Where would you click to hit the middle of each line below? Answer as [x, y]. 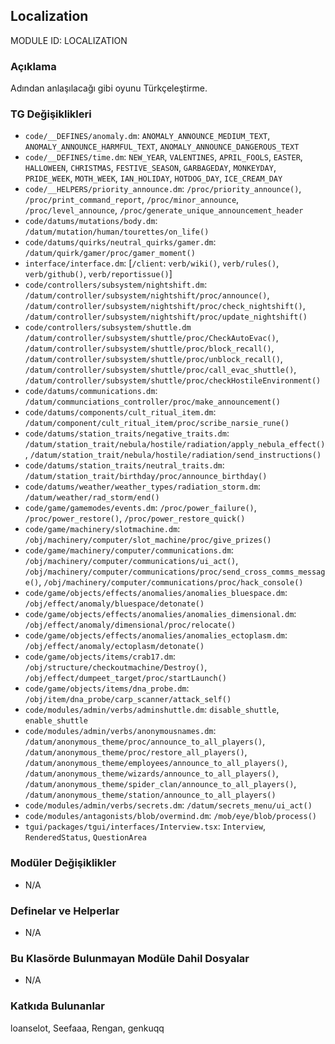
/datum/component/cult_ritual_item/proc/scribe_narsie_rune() [157, 424]
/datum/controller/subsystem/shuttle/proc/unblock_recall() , [153, 359]
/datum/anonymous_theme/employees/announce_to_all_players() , [156, 763]
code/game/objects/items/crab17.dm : [100, 656]
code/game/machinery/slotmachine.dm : [102, 529]
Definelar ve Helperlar [65, 911]
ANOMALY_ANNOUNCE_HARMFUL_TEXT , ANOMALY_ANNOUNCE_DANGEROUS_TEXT [162, 146]
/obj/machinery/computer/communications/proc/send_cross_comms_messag [175, 572]
